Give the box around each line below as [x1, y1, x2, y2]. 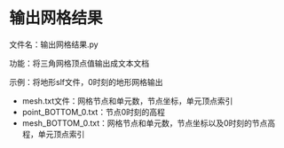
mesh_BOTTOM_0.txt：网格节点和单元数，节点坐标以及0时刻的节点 [21, 117, 268, 129]
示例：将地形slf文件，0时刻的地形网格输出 [9, 76, 163, 87]
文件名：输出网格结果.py [9, 39, 99, 50]
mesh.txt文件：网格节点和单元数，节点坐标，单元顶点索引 [21, 95, 233, 106]
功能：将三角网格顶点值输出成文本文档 [9, 58, 149, 68]
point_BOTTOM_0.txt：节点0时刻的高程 [21, 106, 166, 117]
